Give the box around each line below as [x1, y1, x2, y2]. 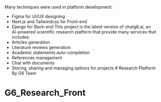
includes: [11, 34, 30, 40]
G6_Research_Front [4, 87, 86, 99]
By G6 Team [11, 70, 37, 76]
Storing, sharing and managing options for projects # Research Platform [11, 65, 156, 71]
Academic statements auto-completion [11, 50, 90, 55]
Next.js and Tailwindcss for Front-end [11, 19, 87, 24]
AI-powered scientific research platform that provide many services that [11, 29, 157, 34]
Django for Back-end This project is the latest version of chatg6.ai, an [11, 24, 151, 30]
